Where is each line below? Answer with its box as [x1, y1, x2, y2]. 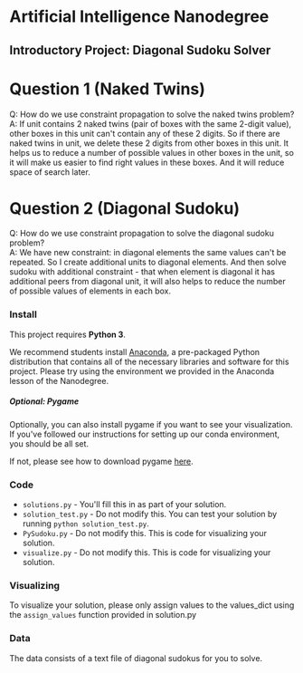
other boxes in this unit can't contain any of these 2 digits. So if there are [9, 128, 280, 139]
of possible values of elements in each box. [9, 285, 172, 296]
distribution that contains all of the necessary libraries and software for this [9, 356, 289, 367]
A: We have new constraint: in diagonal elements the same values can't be [9, 247, 287, 258]
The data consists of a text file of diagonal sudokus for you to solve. [9, 652, 263, 663]
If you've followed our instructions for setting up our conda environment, [9, 428, 280, 439]
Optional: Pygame [9, 396, 80, 407]
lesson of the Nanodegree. [9, 375, 109, 386]
